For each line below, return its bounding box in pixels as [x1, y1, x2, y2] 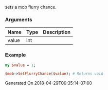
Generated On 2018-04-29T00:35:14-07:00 [5, 80, 92, 86]
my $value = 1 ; [5, 63, 36, 68]
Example [5, 52, 26, 58]
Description [43, 29, 71, 36]
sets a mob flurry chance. [5, 4, 57, 10]
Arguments [5, 16, 33, 23]
